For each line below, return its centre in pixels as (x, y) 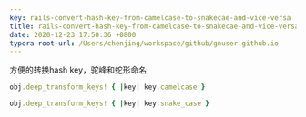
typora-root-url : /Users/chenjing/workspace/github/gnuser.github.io (144, 43)
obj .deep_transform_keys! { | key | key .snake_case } (109, 104)
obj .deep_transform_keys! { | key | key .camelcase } (107, 87)
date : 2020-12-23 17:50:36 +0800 (73, 34)
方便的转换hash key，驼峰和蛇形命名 (78, 70)
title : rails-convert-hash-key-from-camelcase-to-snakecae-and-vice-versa (154, 26)
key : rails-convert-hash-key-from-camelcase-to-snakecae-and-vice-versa (150, 18)
